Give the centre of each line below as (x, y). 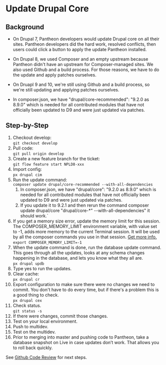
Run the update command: (40, 180)
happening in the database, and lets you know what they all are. (78, 258)
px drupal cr (26, 279)
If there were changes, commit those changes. (60, 316)
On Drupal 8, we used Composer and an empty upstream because (80, 59)
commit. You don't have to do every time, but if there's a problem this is (86, 290)
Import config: (27, 169)
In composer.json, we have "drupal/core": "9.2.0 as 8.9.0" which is (88, 189)
